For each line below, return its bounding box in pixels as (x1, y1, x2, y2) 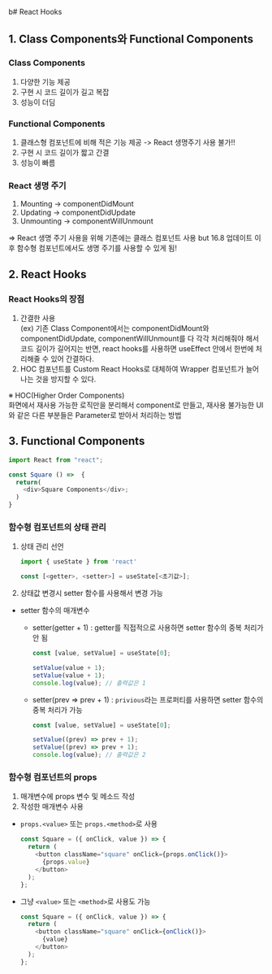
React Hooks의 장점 (8, 293, 85, 304)
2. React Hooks (8, 267, 87, 281)
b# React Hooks (8, 7, 63, 16)
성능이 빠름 (19, 158, 56, 167)
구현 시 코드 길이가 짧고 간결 (19, 147, 110, 157)
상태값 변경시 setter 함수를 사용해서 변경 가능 (19, 589, 164, 598)
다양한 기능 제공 (19, 76, 71, 86)
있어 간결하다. (50, 354, 95, 363)
